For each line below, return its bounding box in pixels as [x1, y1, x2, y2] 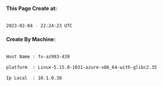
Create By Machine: [6, 35, 56, 42]
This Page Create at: [6, 5, 57, 12]
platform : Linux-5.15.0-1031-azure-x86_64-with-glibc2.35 [6, 65, 158, 71]
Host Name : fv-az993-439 [6, 54, 70, 60]
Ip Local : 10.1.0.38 [6, 75, 62, 81]
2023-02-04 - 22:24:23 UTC [6, 23, 73, 29]
